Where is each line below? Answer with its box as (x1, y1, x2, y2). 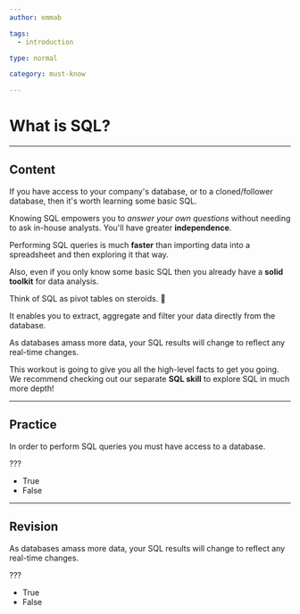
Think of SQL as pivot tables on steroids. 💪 (9, 293, 166, 303)
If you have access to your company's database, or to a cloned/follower (9, 186, 274, 196)
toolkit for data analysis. (9, 276, 99, 286)
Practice (9, 417, 57, 433)
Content (9, 162, 56, 178)
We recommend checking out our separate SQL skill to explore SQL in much (9, 373, 290, 384)
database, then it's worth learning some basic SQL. (9, 195, 198, 206)
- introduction (17, 37, 74, 46)
